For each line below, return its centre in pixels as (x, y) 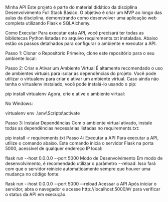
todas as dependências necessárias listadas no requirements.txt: (72, 128)
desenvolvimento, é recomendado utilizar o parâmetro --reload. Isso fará (80, 163)
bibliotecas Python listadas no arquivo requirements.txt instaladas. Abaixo (81, 38)
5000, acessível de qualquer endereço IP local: (54, 148)
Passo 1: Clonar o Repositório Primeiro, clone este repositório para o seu (80, 53)
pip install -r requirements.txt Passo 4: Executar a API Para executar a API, (82, 138)
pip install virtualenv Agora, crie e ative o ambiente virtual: (65, 94)
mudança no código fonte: (33, 174)
